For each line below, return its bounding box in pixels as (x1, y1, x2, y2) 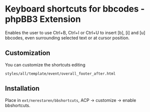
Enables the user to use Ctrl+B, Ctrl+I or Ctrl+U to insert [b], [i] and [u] (5, 30, 146, 35)
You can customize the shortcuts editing (5, 62, 86, 67)
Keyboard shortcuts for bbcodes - (5, 3, 145, 15)
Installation (5, 84, 40, 93)
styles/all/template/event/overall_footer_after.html (5, 71, 116, 76)
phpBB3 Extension (5, 14, 81, 25)
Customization (5, 49, 51, 57)
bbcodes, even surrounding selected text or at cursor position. (5, 35, 130, 41)
